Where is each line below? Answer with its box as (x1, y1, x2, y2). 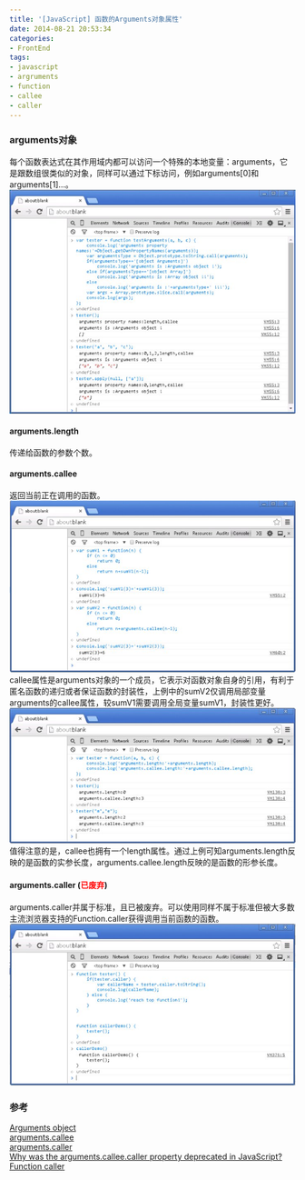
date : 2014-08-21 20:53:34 (9, 24, 112, 34)
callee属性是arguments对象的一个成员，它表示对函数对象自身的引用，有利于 (9, 674, 295, 685)
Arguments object (9, 1123, 77, 1134)
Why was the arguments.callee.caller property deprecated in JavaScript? (9, 1151, 283, 1163)
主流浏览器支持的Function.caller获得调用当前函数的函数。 (9, 913, 224, 924)
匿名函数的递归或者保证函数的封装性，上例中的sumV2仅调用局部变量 (9, 685, 266, 696)
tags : (9, 53, 30, 63)
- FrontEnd (9, 44, 51, 53)
